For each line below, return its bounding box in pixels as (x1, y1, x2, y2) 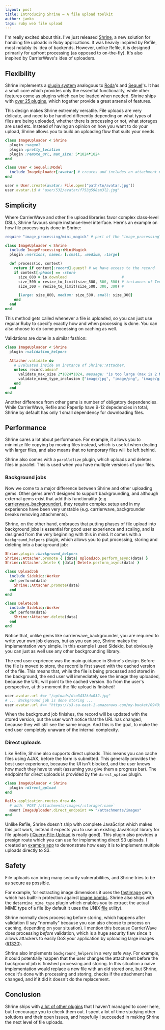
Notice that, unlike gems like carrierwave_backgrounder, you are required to (5, 632, 159, 638)
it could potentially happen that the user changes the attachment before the (5, 955, 158, 961)
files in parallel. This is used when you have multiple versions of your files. (5, 462, 156, 468)
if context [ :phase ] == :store (14, 270, 76, 275)
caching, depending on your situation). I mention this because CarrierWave (5, 925, 157, 931)
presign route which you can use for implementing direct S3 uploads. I (5, 837, 147, 842)
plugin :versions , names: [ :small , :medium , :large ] (9, 252, 120, 257)
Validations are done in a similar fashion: (5, 335, 87, 341)
